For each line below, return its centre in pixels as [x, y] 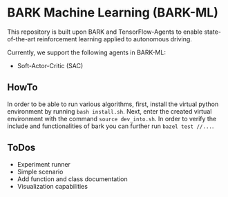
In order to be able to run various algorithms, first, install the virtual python [113, 104]
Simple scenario [40, 172]
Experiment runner [44, 164]
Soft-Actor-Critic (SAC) [50, 65]
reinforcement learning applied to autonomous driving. [114, 39]
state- [212, 32]
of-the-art [21, 39]
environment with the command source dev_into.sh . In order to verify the [112, 118]
